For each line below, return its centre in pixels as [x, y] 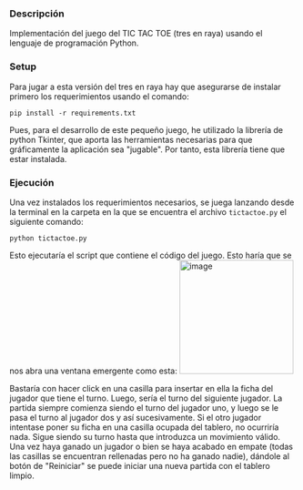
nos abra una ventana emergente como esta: [93, 371]
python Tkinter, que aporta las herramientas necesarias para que [131, 139]
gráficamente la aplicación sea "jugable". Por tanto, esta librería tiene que [147, 149]
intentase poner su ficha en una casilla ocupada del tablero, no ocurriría [144, 427]
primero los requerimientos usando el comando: [99, 96]
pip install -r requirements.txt [73, 113]
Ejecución [32, 182]
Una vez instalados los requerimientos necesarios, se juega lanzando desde [152, 202]
